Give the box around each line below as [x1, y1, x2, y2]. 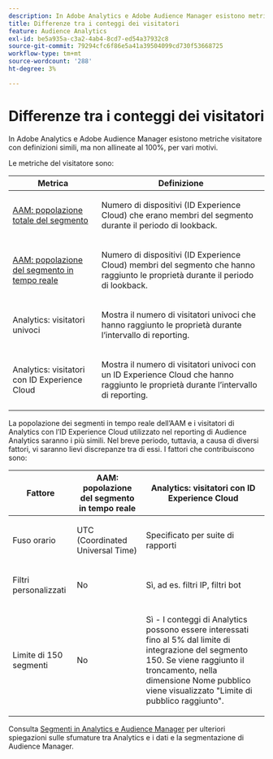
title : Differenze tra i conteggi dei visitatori [8, 20, 180, 28]
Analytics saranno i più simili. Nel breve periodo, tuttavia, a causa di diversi [8, 436, 259, 445]
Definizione [158, 177, 205, 189]
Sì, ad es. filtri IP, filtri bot [145, 579, 241, 590]
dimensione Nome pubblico [145, 674, 251, 686]
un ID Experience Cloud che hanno [101, 369, 234, 380]
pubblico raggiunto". [145, 695, 224, 706]
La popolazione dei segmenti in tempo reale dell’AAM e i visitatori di [8, 418, 235, 427]
